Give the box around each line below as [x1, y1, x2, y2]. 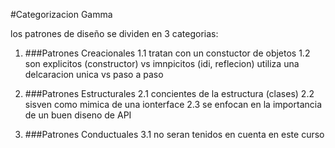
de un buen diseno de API [24, 109, 132, 121]
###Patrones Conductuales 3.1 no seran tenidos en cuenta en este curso [24, 129, 325, 140]
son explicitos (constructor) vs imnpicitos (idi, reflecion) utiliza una [24, 58, 300, 69]
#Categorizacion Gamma [10, 9, 113, 20]
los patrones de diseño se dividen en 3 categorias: [10, 28, 219, 39]
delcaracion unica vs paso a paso [24, 69, 164, 80]
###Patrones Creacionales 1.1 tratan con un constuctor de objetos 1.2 [24, 47, 311, 59]
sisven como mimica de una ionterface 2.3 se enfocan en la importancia [24, 99, 323, 110]
